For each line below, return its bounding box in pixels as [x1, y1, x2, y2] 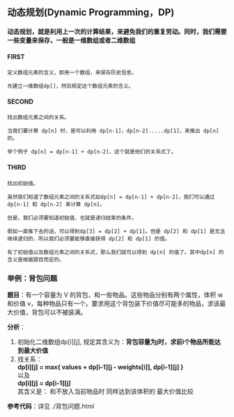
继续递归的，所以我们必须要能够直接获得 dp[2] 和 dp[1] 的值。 [7, 235, 171, 242]
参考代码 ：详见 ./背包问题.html [7, 402, 95, 410]
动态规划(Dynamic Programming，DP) [7, 6, 175, 19]
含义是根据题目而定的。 [7, 256, 65, 263]
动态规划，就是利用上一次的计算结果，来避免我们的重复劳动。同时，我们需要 [7, 27, 227, 36]
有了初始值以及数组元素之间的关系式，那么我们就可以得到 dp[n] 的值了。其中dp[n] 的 [7, 249, 224, 255]
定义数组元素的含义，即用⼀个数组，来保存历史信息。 [7, 69, 137, 77]
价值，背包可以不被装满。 [13, 308, 87, 316]
